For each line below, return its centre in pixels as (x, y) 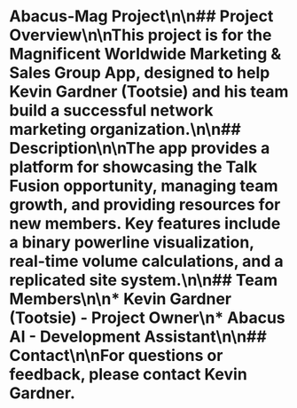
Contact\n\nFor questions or (116, 356)
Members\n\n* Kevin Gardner (121, 299)
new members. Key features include (145, 224)
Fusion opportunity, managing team (144, 186)
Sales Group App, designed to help (140, 73)
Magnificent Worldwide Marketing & (145, 54)
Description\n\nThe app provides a (140, 149)
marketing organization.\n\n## (125, 129)
